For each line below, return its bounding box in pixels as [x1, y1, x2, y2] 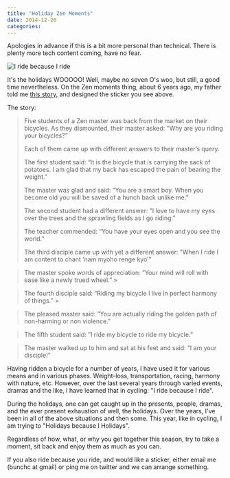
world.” [23, 235, 45, 243]
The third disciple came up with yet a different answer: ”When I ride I [23, 248, 218, 257]
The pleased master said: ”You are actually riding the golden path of [23, 310, 218, 318]
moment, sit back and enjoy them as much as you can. [7, 442, 161, 450]
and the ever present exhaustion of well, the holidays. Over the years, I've [7, 407, 216, 415]
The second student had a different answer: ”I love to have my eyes [23, 207, 216, 215]
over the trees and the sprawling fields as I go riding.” [23, 214, 176, 222]
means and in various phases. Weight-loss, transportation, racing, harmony [7, 372, 220, 380]
